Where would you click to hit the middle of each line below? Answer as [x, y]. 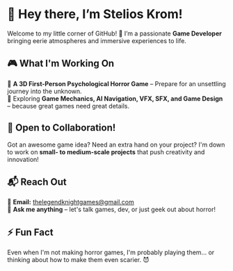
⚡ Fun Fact [30, 232]
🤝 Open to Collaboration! [62, 128]
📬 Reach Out [37, 182]
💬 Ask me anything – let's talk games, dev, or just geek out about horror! [112, 210]
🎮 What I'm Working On [61, 64]
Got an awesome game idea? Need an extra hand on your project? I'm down [116, 145]
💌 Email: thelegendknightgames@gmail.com [71, 202]
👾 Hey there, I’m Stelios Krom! [95, 14]
